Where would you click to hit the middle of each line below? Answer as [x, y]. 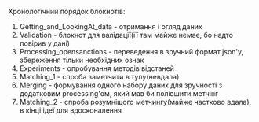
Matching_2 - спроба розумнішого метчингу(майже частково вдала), [135, 102]
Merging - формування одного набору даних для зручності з [121, 85]
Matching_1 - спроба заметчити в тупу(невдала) [99, 77]
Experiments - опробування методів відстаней [97, 68]
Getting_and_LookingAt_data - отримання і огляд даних [111, 26]
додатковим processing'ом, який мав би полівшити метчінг [119, 93]
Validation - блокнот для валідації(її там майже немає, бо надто [126, 35]
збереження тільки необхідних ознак [82, 60]
